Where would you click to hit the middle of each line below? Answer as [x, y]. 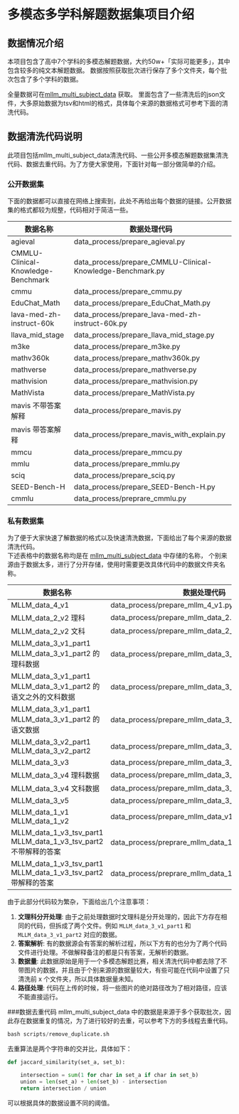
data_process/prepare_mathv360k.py [137, 358]
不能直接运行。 [39, 997]
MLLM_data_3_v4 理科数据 [55, 776]
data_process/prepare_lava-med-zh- [138, 315]
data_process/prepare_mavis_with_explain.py [150, 434]
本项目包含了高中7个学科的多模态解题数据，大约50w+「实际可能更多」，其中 [119, 61]
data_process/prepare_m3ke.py [127, 347]
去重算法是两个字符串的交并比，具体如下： [70, 1049]
